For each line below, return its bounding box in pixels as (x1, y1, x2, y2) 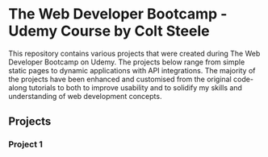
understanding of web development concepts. (8, 91, 162, 101)
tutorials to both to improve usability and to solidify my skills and (28, 82, 242, 93)
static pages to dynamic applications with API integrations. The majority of (8, 65, 256, 75)
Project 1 (8, 138, 43, 150)
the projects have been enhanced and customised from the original (8, 74, 232, 84)
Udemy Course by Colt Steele (8, 22, 210, 40)
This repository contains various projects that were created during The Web (8, 48, 261, 58)
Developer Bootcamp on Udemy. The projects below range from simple (8, 57, 245, 67)
